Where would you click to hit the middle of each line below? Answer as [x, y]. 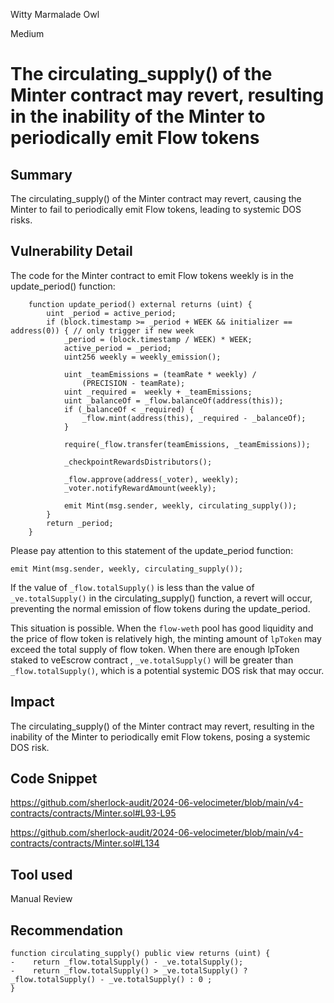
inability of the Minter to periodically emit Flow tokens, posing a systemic [160, 736]
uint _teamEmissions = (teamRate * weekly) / [160, 374]
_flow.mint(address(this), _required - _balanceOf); [194, 418]
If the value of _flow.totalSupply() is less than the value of [132, 587]
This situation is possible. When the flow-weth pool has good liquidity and [162, 628]
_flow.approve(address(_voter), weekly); [151, 479]
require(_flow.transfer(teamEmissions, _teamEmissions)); [187, 444]
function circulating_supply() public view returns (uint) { [140, 954]
